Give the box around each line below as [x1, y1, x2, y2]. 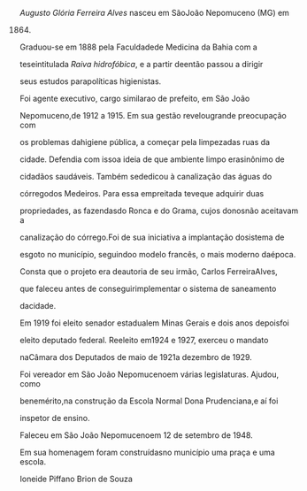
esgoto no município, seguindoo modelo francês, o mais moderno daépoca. [19, 249, 296, 259]
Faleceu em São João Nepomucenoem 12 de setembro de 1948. [19, 430, 254, 441]
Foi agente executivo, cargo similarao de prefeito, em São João [19, 93, 250, 104]
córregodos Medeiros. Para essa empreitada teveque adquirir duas [19, 188, 265, 198]
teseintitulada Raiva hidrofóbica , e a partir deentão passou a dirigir [19, 59, 264, 69]
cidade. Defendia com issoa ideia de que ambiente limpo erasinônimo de [19, 154, 285, 165]
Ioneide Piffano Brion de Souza [19, 473, 133, 484]
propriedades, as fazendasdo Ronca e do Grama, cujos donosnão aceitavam [19, 205, 299, 216]
